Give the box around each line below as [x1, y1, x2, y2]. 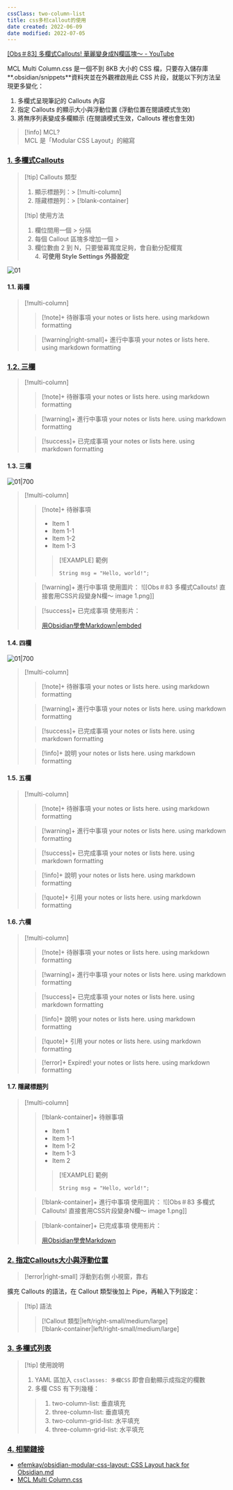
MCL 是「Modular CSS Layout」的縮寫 [24, 137, 136, 145]
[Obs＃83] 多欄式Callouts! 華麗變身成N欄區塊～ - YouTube [7, 50, 175, 58]
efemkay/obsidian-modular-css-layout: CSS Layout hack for [17, 1460, 190, 1468]
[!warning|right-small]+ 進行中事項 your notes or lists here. [41, 335, 210, 344]
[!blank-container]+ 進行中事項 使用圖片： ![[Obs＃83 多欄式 [41, 1198, 215, 1206]
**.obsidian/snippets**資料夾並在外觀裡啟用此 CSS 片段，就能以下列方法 [7, 73, 216, 82]
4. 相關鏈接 [7, 1444, 45, 1454]
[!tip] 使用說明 [24, 1360, 65, 1369]
